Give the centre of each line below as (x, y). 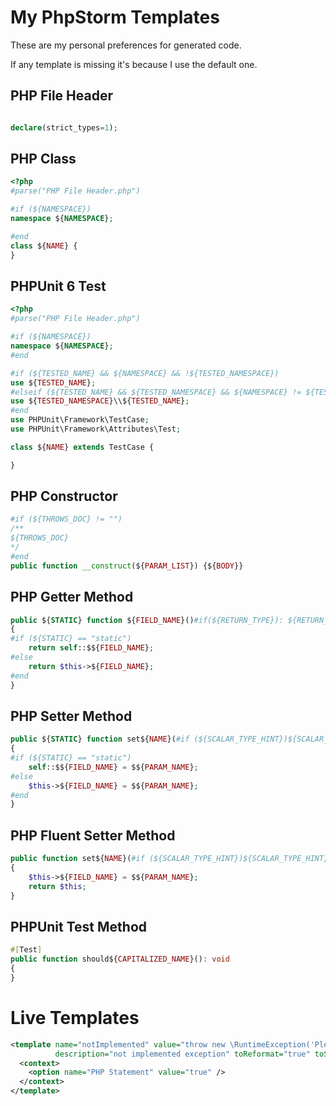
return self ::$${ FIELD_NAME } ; (91, 648)
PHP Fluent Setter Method (93, 835)
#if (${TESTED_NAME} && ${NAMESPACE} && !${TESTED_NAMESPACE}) (145, 373)
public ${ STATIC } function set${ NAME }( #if (100, 739)
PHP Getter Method (72, 597)
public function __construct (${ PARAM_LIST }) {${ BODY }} (127, 566)
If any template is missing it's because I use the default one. (134, 64)
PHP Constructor (64, 496)
